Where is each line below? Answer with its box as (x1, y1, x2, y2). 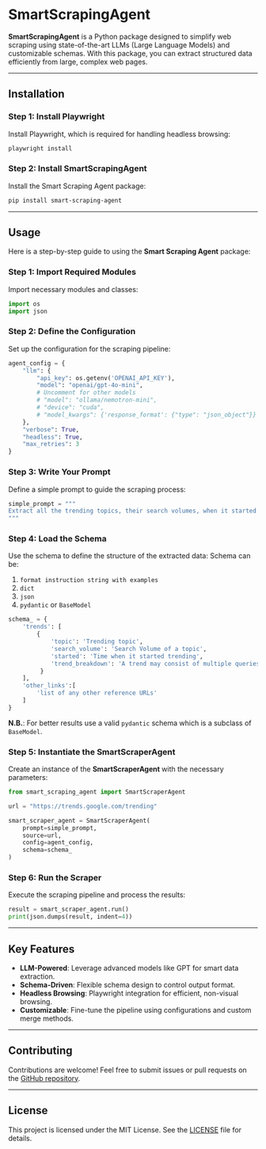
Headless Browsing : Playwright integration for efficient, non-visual (19, 988, 239, 998)
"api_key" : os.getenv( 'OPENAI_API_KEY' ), (36, 374, 176, 382)
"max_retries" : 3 (22, 440, 80, 448)
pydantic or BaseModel (19, 600, 92, 610)
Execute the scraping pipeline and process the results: (8, 890, 186, 900)
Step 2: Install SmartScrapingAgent (8, 163, 148, 174)
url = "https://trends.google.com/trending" (8, 802, 158, 810)
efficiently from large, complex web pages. (8, 57, 148, 67)
